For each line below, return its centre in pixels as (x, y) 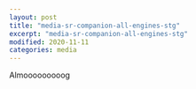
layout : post (33, 17)
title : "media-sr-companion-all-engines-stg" (94, 26)
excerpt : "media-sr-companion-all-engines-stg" (99, 33)
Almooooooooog (40, 75)
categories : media (43, 50)
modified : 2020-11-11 (49, 42)
